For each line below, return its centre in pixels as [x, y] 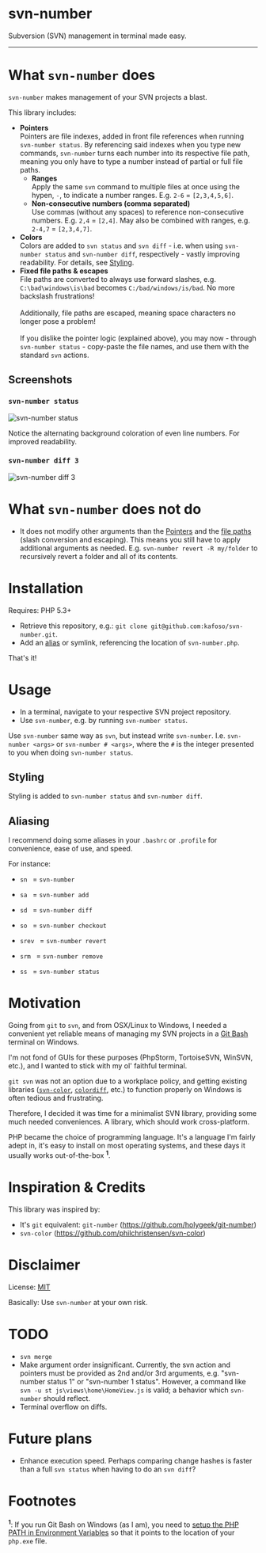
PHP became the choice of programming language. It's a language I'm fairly [132, 1137]
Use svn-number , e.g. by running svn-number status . [104, 720]
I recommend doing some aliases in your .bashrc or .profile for [113, 840]
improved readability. [43, 441]
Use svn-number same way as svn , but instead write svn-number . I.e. [117, 735]
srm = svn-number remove [61, 956]
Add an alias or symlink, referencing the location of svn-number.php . [129, 642]
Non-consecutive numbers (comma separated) [111, 204]
